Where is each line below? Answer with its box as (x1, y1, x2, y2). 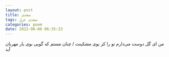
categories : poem (5, 22, 43, 27)
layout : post (5, 7, 33, 13)
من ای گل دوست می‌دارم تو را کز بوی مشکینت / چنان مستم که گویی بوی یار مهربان (5, 41, 164, 47)
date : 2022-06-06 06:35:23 (5, 27, 63, 32)
